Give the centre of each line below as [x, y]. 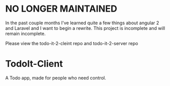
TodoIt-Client [34, 64]
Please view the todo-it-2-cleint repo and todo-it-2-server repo [72, 43]
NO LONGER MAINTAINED [61, 9]
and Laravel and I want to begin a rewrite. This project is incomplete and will [85, 28]
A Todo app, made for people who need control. [56, 78]
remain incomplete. [26, 33]
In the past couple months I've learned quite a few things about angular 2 [82, 23]
